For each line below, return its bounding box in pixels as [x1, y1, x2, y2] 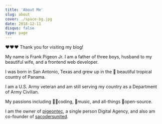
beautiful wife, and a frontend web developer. [5, 59, 99, 65]
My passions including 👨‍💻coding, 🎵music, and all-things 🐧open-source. [5, 99, 153, 105]
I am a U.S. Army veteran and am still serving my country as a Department [5, 84, 157, 90]
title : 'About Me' [5, 7, 43, 12]
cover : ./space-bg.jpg [5, 16, 52, 21]
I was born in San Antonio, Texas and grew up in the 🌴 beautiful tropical [5, 69, 152, 75]
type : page [5, 30, 28, 35]
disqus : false [5, 26, 35, 31]
